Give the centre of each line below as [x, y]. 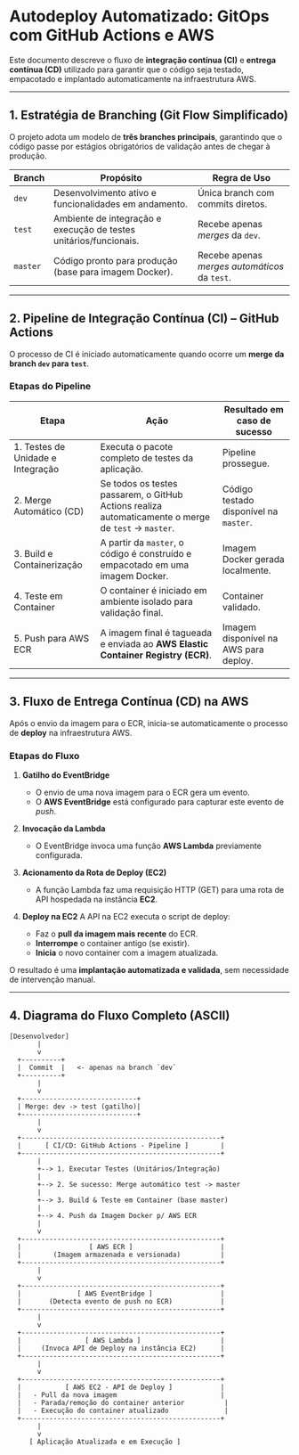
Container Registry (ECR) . [156, 655]
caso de [254, 421]
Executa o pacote [137, 446]
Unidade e [35, 458]
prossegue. [246, 463]
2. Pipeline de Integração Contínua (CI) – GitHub [144, 319]
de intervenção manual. [53, 979]
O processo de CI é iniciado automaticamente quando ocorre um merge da [147, 354]
